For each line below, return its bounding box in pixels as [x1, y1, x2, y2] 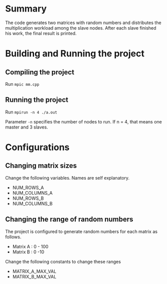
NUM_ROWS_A [12, 184, 44, 191]
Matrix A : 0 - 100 [12, 243, 49, 249]
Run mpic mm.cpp [5, 81, 40, 87]
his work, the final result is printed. [5, 30, 77, 36]
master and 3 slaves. [5, 124, 49, 130]
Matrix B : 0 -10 [12, 249, 45, 255]
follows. [5, 234, 22, 240]
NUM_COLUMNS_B [12, 200, 53, 206]
